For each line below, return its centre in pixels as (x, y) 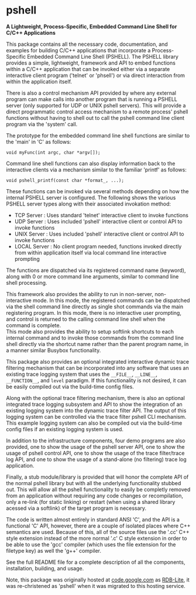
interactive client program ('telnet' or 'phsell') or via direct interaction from (96, 75)
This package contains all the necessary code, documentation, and (87, 44)
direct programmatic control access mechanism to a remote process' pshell (97, 112)
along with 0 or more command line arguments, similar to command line (92, 276)
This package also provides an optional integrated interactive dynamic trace (97, 361)
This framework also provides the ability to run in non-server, (80, 294)
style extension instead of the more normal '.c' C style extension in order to (97, 538)
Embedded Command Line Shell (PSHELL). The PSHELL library (103, 56)
